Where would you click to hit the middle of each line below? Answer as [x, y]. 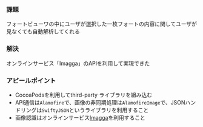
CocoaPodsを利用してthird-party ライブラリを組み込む [84, 95]
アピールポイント [31, 80]
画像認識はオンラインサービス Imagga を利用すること [80, 117]
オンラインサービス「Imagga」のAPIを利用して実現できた [78, 63]
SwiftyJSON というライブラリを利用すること [95, 110]
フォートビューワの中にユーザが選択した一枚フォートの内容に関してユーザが [102, 24]
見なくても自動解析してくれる [43, 32]
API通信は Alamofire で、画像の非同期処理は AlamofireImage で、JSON [100, 102]
